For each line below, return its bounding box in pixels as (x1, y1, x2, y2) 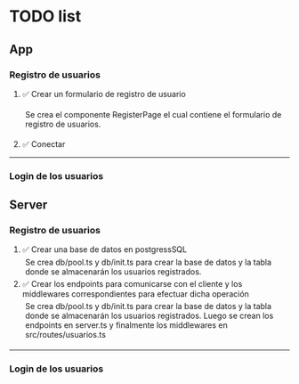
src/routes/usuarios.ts (25, 330, 107, 340)
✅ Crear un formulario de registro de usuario (21, 88, 187, 99)
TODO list (9, 6, 82, 27)
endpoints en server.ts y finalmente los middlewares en (25, 320, 229, 331)
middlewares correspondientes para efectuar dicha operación (21, 289, 249, 299)
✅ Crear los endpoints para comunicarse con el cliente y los (21, 279, 243, 290)
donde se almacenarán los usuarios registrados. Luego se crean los (25, 310, 274, 322)
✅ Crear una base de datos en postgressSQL (21, 244, 188, 255)
